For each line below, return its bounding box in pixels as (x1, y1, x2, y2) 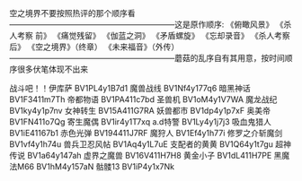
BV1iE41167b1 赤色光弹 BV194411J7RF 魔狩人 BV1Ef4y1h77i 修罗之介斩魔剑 (9, 128, 283, 138)
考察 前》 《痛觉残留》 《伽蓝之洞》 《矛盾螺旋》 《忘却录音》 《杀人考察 (16, 30, 290, 40)
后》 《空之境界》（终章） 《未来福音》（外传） (9, 41, 180, 52)
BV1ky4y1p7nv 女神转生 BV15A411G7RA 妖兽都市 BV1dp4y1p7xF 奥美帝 (9, 106, 271, 116)
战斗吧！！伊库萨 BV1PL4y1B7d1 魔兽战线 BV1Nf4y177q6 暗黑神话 (9, 83, 252, 93)
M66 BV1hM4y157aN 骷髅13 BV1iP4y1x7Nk (16, 161, 175, 172)
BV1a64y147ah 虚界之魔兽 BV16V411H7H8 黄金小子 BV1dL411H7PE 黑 (26, 151, 282, 160)
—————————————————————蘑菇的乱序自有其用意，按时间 (9, 53, 285, 63)
